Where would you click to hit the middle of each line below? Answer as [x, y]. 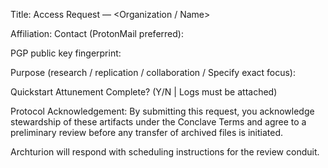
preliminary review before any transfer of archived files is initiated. [147, 132]
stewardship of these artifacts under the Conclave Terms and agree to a [158, 122]
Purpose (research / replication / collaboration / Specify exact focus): [153, 72]
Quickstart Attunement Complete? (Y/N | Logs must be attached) [144, 92]
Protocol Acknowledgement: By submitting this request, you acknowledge [162, 111]
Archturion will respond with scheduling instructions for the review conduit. [165, 152]
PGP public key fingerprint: [66, 53]
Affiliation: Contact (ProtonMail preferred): [97, 33]
